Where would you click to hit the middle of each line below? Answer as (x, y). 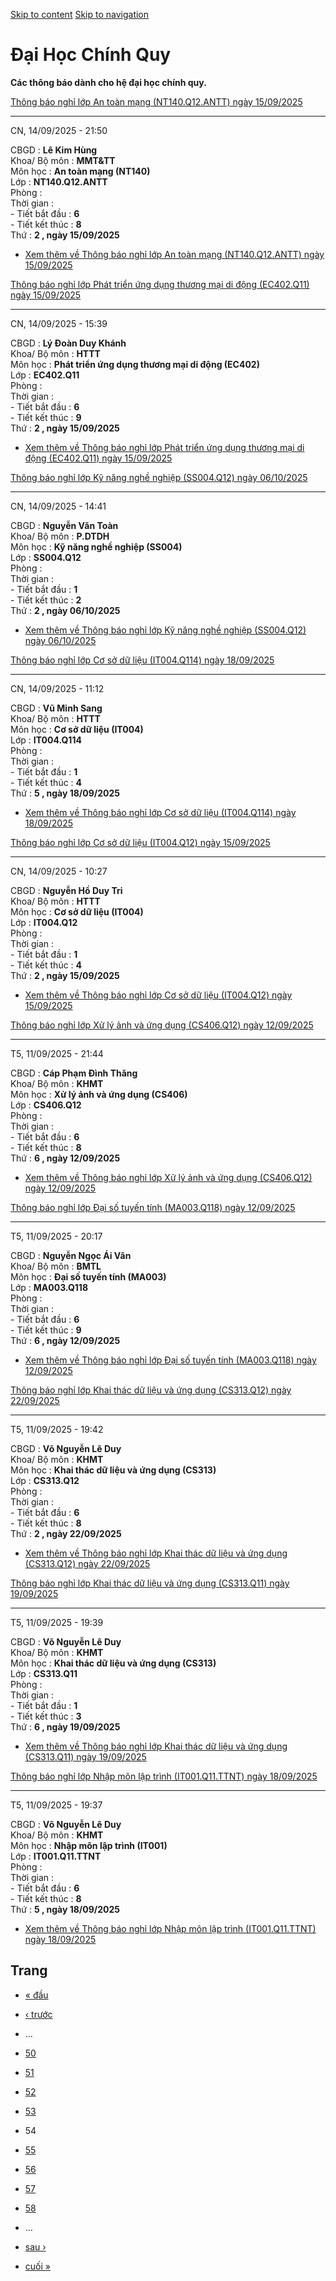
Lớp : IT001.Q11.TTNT (56, 1856)
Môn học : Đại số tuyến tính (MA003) (88, 1276)
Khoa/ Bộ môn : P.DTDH (60, 536)
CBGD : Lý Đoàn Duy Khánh (68, 343)
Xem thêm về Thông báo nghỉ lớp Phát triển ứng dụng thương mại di (164, 447)
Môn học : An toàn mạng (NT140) (80, 171)
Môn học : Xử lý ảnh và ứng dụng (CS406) (99, 1094)
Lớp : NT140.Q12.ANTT (59, 181)
